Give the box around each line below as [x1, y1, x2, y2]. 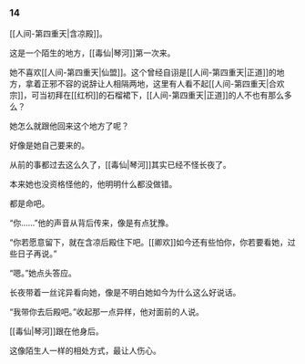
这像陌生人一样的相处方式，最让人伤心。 [9, 345, 161, 357]
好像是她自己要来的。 [9, 140, 89, 151]
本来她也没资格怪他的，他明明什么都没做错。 [9, 179, 178, 190]
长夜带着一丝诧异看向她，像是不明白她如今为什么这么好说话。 [9, 287, 241, 298]
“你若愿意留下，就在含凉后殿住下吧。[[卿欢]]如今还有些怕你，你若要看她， [9, 237, 289, 248]
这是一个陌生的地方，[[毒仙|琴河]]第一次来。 [9, 47, 176, 58]
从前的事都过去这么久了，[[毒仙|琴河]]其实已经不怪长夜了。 [9, 160, 232, 171]
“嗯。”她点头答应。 [9, 267, 77, 279]
